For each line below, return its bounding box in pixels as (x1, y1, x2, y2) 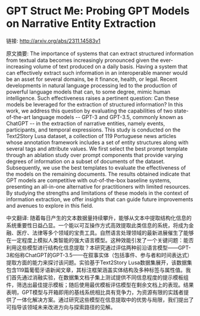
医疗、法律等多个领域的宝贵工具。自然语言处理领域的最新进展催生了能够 (16, 229, 194, 236)
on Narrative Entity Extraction (6, 17, 156, 30)
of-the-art (6, 113, 31, 120)
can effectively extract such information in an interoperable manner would (6, 69, 187, 76)
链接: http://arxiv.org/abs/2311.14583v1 (6, 37, 101, 44)
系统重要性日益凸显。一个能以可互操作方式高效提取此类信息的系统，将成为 (6, 221, 189, 229)
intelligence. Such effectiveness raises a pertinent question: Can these (6, 94, 180, 102)
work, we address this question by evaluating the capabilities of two (6, 107, 173, 114)
